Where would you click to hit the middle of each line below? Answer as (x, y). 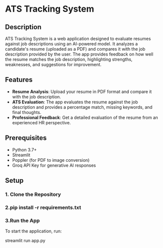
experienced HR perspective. (41, 122)
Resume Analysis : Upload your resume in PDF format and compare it (82, 92)
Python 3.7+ (24, 150)
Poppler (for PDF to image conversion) (51, 160)
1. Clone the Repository (33, 194)
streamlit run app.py (25, 241)
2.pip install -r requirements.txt (43, 207)
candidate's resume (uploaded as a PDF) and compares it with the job (75, 49)
